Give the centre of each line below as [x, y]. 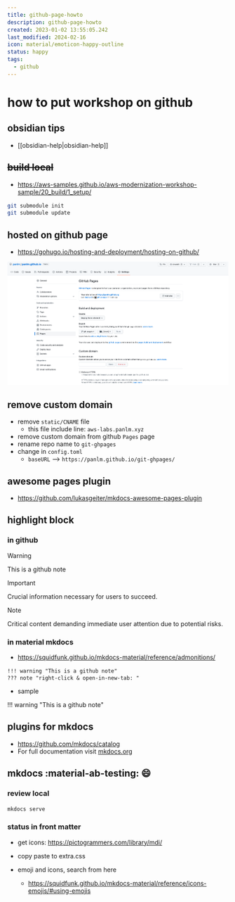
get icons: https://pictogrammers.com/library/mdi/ [90, 842]
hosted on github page [58, 235]
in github [23, 540]
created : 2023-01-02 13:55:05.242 [58, 30]
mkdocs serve [26, 809]
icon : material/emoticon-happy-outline [66, 45]
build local [31, 168]
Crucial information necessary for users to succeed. [82, 596]
